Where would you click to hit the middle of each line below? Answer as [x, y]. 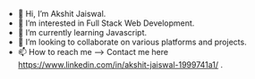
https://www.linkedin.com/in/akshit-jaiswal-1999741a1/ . [120, 65]
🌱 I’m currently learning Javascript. [82, 32]
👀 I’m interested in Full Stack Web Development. [106, 23]
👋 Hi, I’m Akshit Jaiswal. [62, 14]
